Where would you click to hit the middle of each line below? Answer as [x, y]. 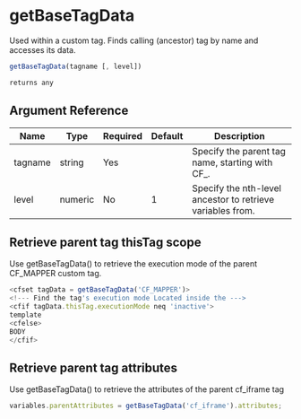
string [72, 162]
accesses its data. [43, 49]
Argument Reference [69, 111]
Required [123, 135]
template [26, 315]
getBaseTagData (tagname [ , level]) [76, 66]
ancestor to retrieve [233, 199]
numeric [77, 199]
